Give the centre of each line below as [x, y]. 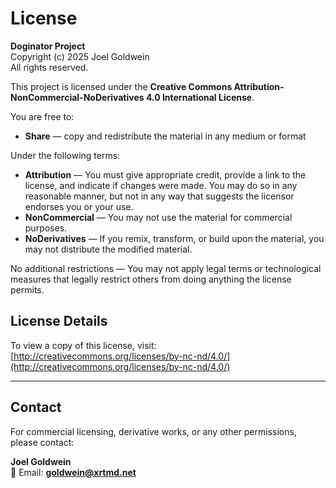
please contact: [42, 442]
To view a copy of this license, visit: [83, 345]
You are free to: [42, 116]
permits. [27, 289]
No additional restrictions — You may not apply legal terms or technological [166, 268]
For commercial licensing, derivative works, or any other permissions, [153, 431]
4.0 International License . [200, 97]
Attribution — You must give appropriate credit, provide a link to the [165, 174]
